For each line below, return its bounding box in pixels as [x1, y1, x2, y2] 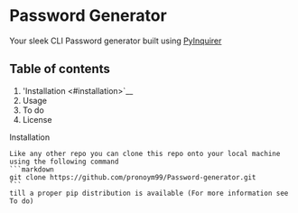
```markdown [9, 164, 54, 174]
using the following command [9, 157, 119, 166]
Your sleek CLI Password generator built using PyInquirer [9, 35, 222, 46]
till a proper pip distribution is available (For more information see [9, 189, 289, 198]
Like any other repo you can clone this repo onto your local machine [9, 149, 281, 158]
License [22, 114, 52, 125]
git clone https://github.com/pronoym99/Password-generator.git [9, 172, 256, 181]
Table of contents [9, 61, 110, 77]
